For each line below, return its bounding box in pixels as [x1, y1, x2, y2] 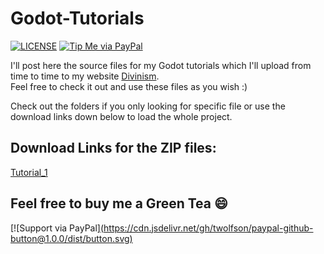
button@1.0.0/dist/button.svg [10, 232, 130, 244]
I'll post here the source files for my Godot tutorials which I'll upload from [10, 59, 312, 71]
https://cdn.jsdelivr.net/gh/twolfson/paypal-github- [103, 222, 314, 234]
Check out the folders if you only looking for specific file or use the [10, 100, 286, 112]
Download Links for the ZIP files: [10, 140, 217, 157]
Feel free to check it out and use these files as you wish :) [10, 80, 248, 92]
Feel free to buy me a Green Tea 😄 [10, 195, 228, 212]
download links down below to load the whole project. [10, 110, 233, 122]
